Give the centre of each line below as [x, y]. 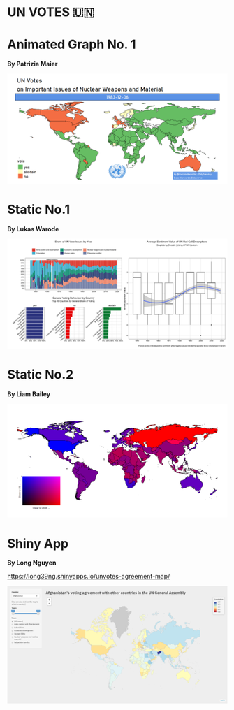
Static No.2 [41, 375]
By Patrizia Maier [32, 64]
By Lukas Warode [33, 229]
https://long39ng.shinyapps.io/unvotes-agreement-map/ [89, 577]
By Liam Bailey [29, 394]
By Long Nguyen [32, 563]
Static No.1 [39, 210]
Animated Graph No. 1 [72, 44]
